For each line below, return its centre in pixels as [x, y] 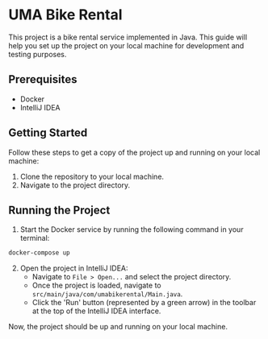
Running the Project [59, 210]
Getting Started [48, 133]
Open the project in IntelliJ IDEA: [74, 268]
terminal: [35, 238]
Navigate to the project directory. [75, 185]
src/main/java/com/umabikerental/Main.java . [107, 294]
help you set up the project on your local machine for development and [126, 45]
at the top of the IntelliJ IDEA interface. [96, 311]
